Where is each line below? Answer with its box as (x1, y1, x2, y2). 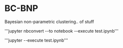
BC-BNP (4, 3, 38, 14)
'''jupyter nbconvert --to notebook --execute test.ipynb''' (4, 28, 119, 34)
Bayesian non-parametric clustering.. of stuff (4, 19, 94, 24)
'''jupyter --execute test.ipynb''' (4, 37, 68, 43)
